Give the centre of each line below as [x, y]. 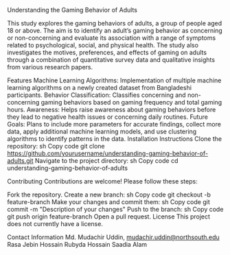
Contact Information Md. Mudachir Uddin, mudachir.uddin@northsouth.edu [113, 237]
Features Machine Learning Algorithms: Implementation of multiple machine [114, 80]
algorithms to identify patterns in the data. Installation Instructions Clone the [114, 139]
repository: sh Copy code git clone [56, 146]
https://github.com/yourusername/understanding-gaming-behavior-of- [107, 153]
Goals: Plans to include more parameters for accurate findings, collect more [114, 124]
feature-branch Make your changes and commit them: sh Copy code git [109, 202]
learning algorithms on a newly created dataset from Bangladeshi [100, 88]
